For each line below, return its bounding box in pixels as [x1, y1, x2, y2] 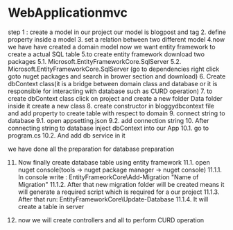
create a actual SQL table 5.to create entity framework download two [8, 50, 205, 58]
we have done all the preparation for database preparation [8, 145, 175, 153]
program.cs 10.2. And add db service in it [8, 131, 126, 140]
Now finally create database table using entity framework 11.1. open [17, 158, 210, 166]
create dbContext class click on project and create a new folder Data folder [8, 94, 223, 102]
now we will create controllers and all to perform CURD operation [17, 215, 205, 224]
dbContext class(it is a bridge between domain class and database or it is [8, 79, 218, 88]
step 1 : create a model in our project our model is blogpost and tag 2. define [8, 28, 226, 36]
